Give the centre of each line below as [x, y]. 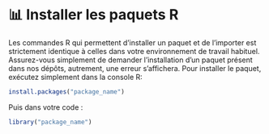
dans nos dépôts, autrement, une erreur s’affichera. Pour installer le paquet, [135, 68]
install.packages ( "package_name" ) [67, 92]
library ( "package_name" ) [50, 122]
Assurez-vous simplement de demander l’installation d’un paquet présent [130, 60]
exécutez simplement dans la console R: [76, 77]
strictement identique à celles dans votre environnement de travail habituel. [134, 51]
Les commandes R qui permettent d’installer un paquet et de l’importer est [132, 42]
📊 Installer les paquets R [94, 15]
